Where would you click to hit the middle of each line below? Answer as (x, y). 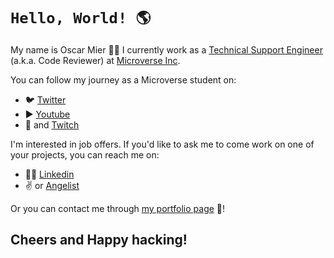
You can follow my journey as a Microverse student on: (123, 79)
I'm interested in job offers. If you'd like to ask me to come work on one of (162, 144)
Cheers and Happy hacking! (99, 240)
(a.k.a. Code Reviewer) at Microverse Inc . (95, 60)
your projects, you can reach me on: (85, 154)
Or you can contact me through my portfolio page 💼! (118, 208)
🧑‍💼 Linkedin (49, 174)
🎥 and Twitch (52, 124)
